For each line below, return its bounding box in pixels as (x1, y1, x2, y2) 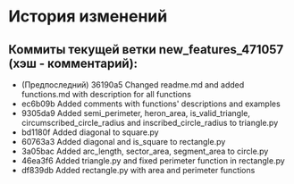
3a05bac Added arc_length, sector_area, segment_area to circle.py (21, 146, 269, 156)
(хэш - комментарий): (8, 55, 139, 71)
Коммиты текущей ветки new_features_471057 (8, 42, 284, 57)
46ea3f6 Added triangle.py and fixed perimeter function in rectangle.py (21, 155, 285, 166)
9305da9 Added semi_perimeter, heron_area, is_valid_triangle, (21, 108, 251, 118)
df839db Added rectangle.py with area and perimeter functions (21, 165, 256, 175)
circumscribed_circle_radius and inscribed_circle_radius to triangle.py (21, 118, 279, 128)
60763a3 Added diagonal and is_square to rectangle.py (21, 137, 226, 146)
